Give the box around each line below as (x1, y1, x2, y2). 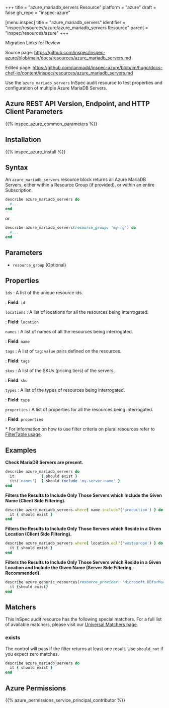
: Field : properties (5, 416, 44, 422)
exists (5, 634, 21, 641)
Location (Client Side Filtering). (5, 531, 72, 537)
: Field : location (5, 319, 39, 325)
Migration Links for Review (5, 40, 60, 46)
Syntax (5, 163, 28, 172)
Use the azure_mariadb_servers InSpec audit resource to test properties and (5, 80, 162, 85)
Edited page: (5, 65, 32, 70)
